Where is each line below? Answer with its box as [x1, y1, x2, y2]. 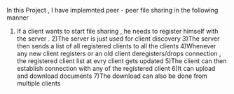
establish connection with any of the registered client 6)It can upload [16, 65, 216, 72]
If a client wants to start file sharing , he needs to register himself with [16, 27, 219, 35]
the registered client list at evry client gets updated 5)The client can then [16, 57, 227, 65]
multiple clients [16, 79, 61, 87]
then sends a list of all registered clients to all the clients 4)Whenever [16, 42, 216, 50]
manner [6, 13, 29, 22]
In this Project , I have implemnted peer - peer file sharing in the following [6, 6, 219, 14]
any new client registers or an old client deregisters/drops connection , [16, 49, 221, 58]
